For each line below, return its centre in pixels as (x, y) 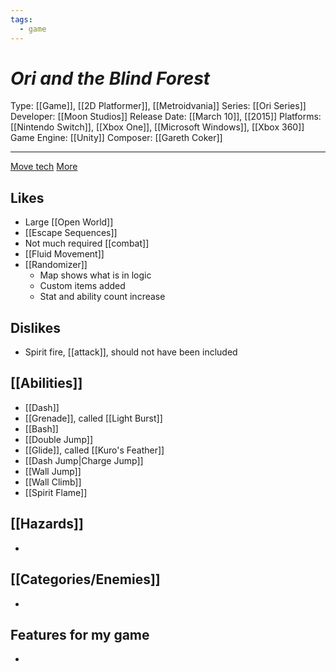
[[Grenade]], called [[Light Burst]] (93, 418)
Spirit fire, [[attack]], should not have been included (131, 352)
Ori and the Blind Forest (110, 78)
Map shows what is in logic (95, 275)
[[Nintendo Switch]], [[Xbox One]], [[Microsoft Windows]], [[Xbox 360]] (157, 127)
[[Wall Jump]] (53, 471)
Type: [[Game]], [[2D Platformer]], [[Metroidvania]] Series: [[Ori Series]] (158, 106)
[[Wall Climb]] (53, 482)
